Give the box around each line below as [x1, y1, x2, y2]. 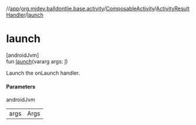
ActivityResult [156, 5, 190, 12]
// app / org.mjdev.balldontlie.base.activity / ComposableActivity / [6, 5, 156, 12]
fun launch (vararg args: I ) [6, 57, 68, 65]
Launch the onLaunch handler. [6, 69, 80, 76]
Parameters [6, 83, 35, 90]
